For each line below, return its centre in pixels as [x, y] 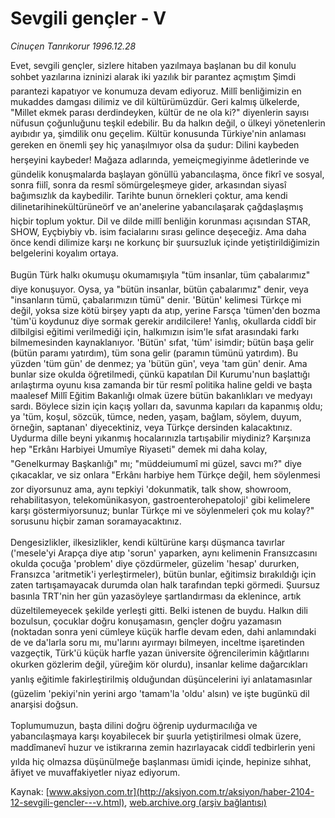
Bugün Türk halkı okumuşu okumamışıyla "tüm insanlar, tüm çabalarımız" [160, 274]
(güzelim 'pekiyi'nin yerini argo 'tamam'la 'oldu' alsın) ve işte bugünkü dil [160, 693]
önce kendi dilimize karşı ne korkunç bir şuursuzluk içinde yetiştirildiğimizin [165, 242]
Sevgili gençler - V [88, 18]
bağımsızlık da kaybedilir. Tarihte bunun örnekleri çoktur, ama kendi [149, 195]
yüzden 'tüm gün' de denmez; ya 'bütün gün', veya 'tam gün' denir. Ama [159, 363]
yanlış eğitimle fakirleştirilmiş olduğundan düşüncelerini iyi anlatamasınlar [161, 679]
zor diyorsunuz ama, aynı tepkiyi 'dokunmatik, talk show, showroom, [151, 489]
